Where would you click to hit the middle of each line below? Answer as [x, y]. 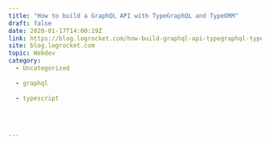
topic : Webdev [32, 53]
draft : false [30, 23]
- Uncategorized [43, 68]
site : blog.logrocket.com [51, 46]
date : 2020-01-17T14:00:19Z [55, 31]
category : [25, 61]
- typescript [37, 98]
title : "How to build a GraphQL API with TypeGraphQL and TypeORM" [124, 16]
